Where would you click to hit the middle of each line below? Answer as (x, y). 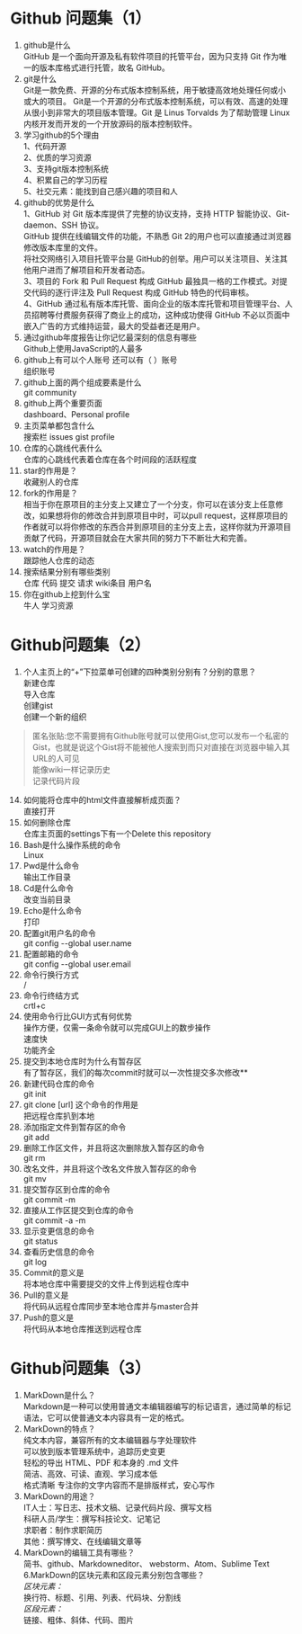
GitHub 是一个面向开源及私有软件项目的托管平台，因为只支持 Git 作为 (151, 56)
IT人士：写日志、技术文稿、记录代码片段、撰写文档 (117, 1507)
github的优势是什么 (59, 202)
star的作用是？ (50, 470)
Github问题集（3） (80, 1369)
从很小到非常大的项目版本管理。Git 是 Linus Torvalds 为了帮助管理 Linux (156, 112)
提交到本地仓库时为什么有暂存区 (82, 1061)
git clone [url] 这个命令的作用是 (80, 1104)
